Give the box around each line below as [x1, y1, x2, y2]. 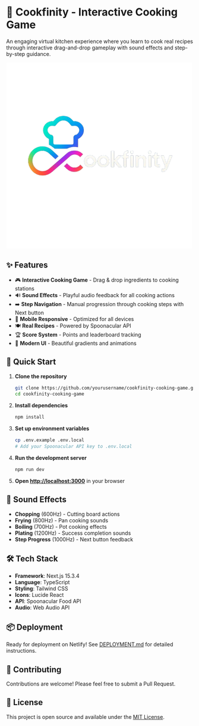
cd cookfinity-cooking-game [14, 391, 84, 397]
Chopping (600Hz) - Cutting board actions [14, 510, 120, 518]
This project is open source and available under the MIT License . [6, 713, 165, 720]
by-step [6, 50, 26, 57]
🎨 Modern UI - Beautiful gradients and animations [14, 339, 137, 347]
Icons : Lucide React [14, 591, 64, 599]
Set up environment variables [14, 425, 90, 432]
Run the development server [14, 454, 87, 461]
